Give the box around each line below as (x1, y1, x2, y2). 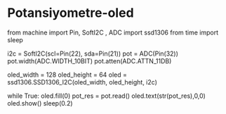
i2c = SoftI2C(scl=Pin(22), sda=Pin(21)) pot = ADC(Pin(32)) (7, 49, 179, 58)
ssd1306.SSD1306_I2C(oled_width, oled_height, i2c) (7, 77, 158, 86)
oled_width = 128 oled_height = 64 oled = (7, 70, 128, 79)
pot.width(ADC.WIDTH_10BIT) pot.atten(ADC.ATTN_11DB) (7, 56, 172, 65)
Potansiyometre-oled (7, 5, 135, 21)
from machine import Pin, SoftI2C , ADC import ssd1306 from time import (7, 28, 219, 37)
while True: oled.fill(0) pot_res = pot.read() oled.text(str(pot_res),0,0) (7, 91, 206, 100)
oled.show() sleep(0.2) (7, 99, 73, 107)
